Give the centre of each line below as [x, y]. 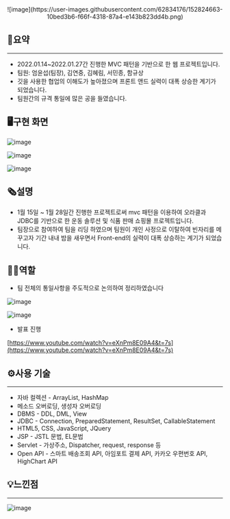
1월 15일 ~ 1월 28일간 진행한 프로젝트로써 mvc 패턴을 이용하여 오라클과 [112, 212]
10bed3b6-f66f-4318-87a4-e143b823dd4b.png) [115, 16]
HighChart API [37, 461]
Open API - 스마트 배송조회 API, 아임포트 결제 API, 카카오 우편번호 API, [112, 454]
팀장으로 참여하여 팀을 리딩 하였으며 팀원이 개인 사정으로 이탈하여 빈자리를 [116, 229]
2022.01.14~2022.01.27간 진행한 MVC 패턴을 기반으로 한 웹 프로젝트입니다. [118, 64]
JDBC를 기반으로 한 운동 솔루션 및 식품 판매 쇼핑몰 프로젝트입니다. [105, 221]
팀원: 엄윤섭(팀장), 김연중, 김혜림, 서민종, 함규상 [80, 73]
